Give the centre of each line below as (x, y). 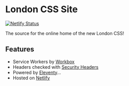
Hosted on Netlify (31, 78)
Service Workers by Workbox (44, 62)
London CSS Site (41, 9)
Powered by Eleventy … (37, 72)
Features (20, 49)
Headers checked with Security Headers (56, 67)
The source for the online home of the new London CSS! (65, 33)
